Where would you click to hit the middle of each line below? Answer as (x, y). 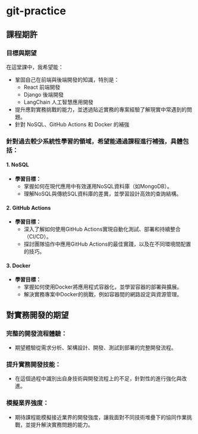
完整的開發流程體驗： (37, 333)
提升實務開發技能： (34, 365)
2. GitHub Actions (29, 207)
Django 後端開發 (44, 94)
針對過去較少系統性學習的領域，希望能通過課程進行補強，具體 (95, 141)
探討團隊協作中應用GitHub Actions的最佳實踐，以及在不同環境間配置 (107, 244)
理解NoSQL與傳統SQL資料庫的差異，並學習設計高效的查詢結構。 (103, 194)
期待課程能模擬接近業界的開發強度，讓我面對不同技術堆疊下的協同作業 (101, 417)
